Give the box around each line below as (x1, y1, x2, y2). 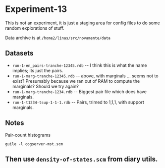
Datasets (5, 49, 34, 57)
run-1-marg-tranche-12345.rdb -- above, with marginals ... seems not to (12, 73, 159, 79)
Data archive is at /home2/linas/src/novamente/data (5, 35, 110, 41)
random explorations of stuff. (5, 25, 64, 31)
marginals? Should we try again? (12, 83, 79, 89)
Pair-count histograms (5, 132, 51, 138)
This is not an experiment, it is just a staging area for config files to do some (5, 20, 160, 26)
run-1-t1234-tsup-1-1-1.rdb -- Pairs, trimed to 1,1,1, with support (12, 99, 145, 105)
